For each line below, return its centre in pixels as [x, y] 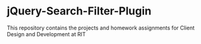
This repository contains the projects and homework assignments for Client [101, 28]
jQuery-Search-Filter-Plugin [79, 11]
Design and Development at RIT [46, 34]
